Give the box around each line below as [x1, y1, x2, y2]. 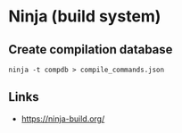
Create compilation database [8, 42, 173, 57]
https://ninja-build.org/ [21, 113, 105, 124]
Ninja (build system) [8, 6, 161, 27]
